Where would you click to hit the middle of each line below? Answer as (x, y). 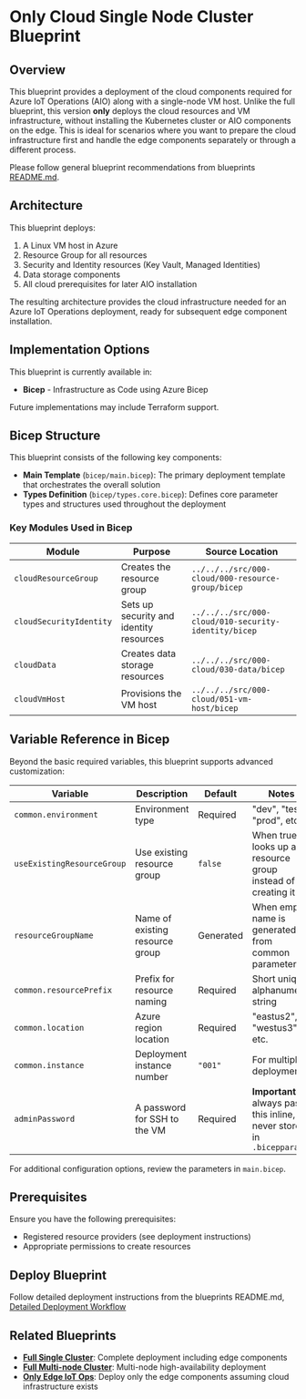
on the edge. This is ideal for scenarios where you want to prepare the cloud (153, 130)
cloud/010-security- (235, 621)
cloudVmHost (40, 699)
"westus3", (276, 1027)
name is (269, 918)
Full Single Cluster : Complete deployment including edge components (155, 1357)
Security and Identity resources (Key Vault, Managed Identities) (142, 264)
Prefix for (155, 979)
